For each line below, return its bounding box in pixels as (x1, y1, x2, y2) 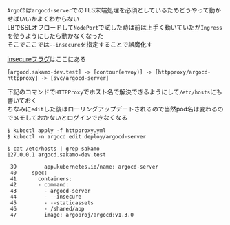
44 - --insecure (10, 193, 81, 200)
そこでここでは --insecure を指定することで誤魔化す (7, 41, 153, 48)
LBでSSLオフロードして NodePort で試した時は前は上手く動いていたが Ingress (7, 23, 222, 31)
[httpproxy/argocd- (154, 69, 211, 76)
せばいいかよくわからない (7, 14, 80, 23)
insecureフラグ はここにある (7, 55, 86, 63)
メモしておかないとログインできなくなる (12, 114, 128, 122)
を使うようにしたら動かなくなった (7, 32, 104, 40)
